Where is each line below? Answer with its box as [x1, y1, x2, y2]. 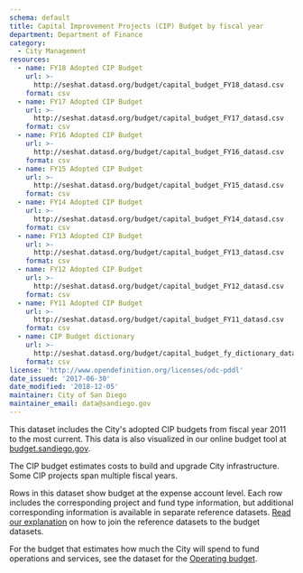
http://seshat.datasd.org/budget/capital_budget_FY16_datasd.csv [32, 147, 284, 156]
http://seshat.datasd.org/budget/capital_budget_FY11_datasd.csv [32, 315, 284, 325]
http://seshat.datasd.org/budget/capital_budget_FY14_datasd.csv [32, 214, 284, 224]
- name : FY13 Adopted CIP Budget [17, 231, 143, 240]
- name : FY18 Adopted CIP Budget [17, 64, 143, 73]
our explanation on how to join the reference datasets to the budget [9, 516, 260, 527]
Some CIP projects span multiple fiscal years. [9, 470, 179, 481]
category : [9, 38, 47, 48]
